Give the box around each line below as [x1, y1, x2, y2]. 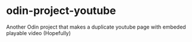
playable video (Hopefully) [6, 29, 71, 36]
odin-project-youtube [6, 4, 117, 17]
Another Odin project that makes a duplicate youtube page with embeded [6, 23, 186, 30]
